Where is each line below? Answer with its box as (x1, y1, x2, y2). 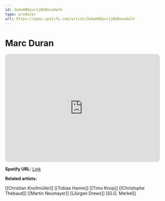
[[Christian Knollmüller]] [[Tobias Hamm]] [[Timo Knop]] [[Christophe (5, 185, 145, 191)
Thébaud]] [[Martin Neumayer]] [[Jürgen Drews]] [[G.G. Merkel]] (5, 190, 136, 197)
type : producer (5, 12, 36, 17)
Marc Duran (5, 37, 54, 49)
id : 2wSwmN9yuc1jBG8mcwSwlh (5, 7, 63, 12)
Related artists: (5, 175, 37, 182)
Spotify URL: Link (5, 166, 41, 172)
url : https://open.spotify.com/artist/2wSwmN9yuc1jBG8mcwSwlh (5, 16, 135, 21)
